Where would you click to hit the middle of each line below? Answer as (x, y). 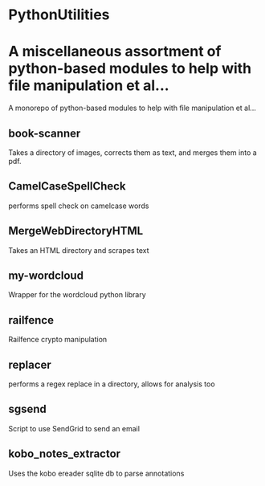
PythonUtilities (59, 15)
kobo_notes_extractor (65, 454)
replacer (30, 364)
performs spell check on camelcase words (79, 206)
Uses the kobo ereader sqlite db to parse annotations (96, 473)
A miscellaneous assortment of (115, 52)
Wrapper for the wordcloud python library (77, 295)
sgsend (27, 409)
